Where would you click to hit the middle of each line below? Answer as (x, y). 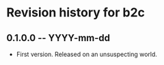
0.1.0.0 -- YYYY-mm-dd (58, 38)
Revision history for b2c (76, 13)
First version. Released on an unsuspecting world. (87, 54)
